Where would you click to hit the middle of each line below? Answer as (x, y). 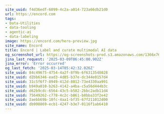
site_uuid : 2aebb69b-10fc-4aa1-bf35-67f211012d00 (57, 100)
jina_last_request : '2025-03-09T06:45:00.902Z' (54, 59)
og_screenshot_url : (25, 55)
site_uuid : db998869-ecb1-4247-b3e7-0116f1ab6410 (57, 104)
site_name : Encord (24, 46)
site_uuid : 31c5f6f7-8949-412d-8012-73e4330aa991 (57, 81)
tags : (10, 18)
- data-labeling (21, 37)
